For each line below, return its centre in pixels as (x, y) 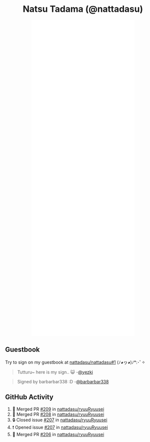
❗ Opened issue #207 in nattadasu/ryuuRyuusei (60, 427)
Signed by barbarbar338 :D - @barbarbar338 (63, 381)
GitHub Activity (29, 397)
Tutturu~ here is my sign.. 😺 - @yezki (55, 372)
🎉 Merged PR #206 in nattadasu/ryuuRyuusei (58, 434)
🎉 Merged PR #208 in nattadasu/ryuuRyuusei (58, 414)
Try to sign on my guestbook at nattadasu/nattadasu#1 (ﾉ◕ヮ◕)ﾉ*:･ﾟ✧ (75, 362)
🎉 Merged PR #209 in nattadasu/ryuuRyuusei (58, 409)
